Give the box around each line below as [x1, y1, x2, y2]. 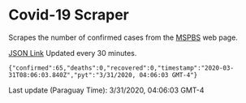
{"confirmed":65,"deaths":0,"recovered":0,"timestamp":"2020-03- [8, 63, 234, 72]
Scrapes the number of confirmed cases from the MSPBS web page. [8, 32, 238, 42]
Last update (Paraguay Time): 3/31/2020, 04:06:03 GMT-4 [8, 85, 205, 95]
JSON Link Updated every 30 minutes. [8, 48, 137, 58]
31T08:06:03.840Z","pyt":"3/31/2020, [8, 71, 136, 79]
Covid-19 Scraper [8, 6, 130, 24]
